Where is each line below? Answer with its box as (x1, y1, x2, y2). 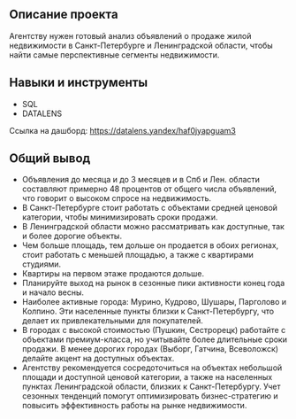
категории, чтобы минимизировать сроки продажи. (21, 212, 218, 222)
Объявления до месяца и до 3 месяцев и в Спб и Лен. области (21, 175, 261, 185)
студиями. (21, 259, 62, 269)
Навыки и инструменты (9, 75, 148, 90)
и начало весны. (21, 287, 85, 298)
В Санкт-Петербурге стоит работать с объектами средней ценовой (21, 203, 278, 213)
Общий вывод (9, 151, 91, 167)
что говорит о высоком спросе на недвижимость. (21, 193, 212, 204)
